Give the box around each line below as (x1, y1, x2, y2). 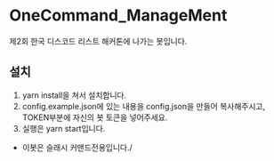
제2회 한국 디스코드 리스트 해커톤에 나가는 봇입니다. (9, 36, 188, 46)
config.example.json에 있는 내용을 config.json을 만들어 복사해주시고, (21, 101, 265, 111)
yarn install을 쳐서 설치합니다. (21, 90, 127, 101)
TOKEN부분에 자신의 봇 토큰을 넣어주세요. (21, 112, 168, 123)
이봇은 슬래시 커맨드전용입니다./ (21, 141, 133, 152)
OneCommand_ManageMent (9, 5, 228, 26)
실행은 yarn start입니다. (21, 123, 106, 133)
